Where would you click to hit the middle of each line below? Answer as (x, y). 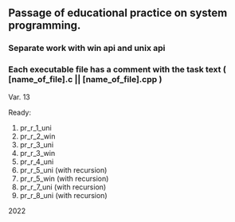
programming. (45, 26)
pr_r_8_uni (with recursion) (63, 195)
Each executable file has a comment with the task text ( (117, 69)
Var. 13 (19, 97)
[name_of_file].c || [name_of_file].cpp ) (85, 80)
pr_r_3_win (37, 153)
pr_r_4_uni (37, 162)
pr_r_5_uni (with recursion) (63, 169)
